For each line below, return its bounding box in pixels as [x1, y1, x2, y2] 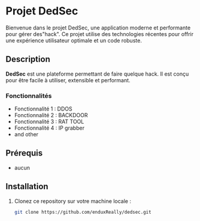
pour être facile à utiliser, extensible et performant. [5, 76, 131, 83]
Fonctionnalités [5, 91, 52, 100]
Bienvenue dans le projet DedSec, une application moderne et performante [5, 24, 191, 31]
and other [14, 131, 39, 138]
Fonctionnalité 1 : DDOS [14, 105, 72, 112]
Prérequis [5, 148, 43, 159]
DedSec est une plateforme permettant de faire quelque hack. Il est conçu [5, 70, 189, 77]
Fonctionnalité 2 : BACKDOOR [14, 112, 88, 119]
